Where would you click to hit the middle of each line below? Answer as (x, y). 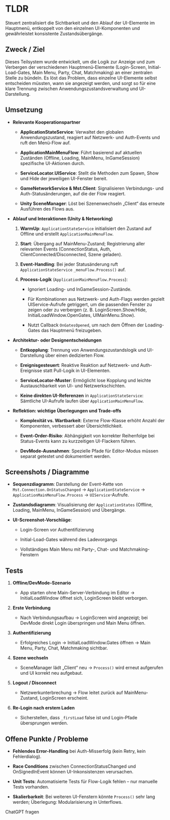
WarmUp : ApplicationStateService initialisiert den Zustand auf (86, 228)
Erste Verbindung (31, 608)
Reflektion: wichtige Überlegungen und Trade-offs (67, 411)
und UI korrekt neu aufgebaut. (52, 673)
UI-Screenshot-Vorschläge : (42, 520)
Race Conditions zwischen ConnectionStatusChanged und (74, 766)
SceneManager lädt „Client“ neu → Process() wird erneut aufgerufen (92, 668)
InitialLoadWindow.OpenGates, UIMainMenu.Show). (81, 315)
